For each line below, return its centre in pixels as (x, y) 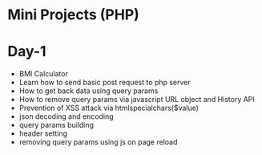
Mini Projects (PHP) (73, 15)
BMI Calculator (44, 74)
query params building (56, 125)
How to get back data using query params (89, 91)
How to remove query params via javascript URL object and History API (137, 100)
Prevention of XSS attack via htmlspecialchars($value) (109, 108)
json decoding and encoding (66, 116)
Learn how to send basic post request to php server (105, 83)
